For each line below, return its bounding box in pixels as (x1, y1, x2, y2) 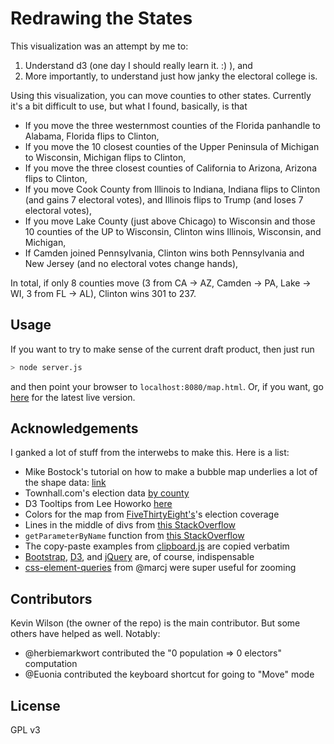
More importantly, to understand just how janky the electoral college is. (24, 70, 318, 82)
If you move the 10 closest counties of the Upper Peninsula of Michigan (24, 140, 320, 152)
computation (24, 658, 78, 670)
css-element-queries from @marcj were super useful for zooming (24, 562, 297, 574)
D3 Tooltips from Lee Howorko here (24, 498, 173, 510)
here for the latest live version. (10, 391, 136, 403)
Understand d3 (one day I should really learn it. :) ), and (24, 59, 253, 71)
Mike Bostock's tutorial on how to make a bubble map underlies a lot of (24, 466, 318, 478)
